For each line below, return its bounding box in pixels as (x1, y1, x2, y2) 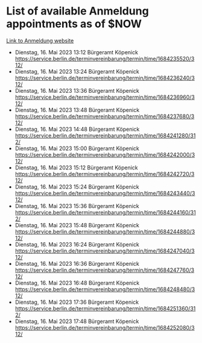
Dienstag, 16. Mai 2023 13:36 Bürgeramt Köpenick (14, 87, 140, 94)
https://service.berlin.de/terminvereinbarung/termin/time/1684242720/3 (14, 170, 195, 177)
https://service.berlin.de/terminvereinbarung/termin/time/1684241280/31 (14, 131, 196, 139)
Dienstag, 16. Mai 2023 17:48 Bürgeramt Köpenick (14, 318, 139, 325)
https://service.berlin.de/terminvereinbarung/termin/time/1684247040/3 (14, 247, 195, 254)
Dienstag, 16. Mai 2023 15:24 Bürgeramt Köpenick (14, 183, 140, 190)
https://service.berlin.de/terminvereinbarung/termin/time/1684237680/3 (14, 113, 195, 120)
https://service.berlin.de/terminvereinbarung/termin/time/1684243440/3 (14, 189, 195, 197)
